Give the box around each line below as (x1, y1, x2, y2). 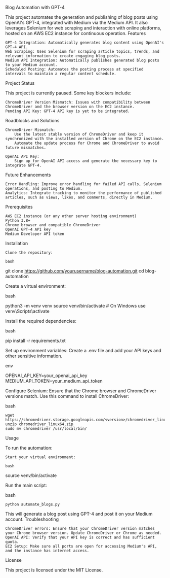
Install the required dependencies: (5, 318, 77, 324)
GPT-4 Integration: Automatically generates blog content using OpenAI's (5, 40, 164, 45)
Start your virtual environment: (5, 455, 76, 460)
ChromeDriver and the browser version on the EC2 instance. (5, 104, 135, 109)
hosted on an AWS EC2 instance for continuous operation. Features (5, 30, 146, 36)
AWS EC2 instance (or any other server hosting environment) (5, 214, 137, 219)
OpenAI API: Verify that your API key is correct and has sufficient (5, 535, 155, 540)
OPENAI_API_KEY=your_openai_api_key (5, 372, 88, 379)
